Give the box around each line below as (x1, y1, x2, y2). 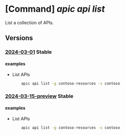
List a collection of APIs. (5, 20, 54, 26)
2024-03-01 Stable (5, 49, 52, 55)
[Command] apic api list (5, 3, 105, 15)
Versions (5, 34, 33, 42)
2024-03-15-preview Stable (5, 93, 74, 100)
